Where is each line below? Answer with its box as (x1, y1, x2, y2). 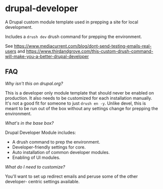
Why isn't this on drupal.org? (5, 80, 63, 86)
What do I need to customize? (5, 164, 65, 170)
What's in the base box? (5, 120, 54, 126)
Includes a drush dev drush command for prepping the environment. (5, 34, 143, 39)
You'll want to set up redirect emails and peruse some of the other (5, 173, 138, 179)
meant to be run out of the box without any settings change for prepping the (5, 105, 158, 111)
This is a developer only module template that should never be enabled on (5, 90, 154, 95)
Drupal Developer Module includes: (5, 130, 76, 135)
